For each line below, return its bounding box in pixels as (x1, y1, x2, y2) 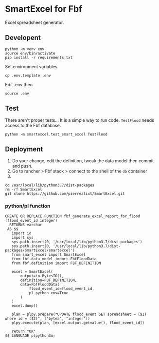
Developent (5, 34, 41, 42)
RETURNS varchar (9, 222, 42, 227)
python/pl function (5, 203, 51, 210)
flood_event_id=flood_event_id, (29, 286, 95, 291)
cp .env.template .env (5, 73, 51, 78)
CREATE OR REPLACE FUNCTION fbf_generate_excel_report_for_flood (5, 213, 140, 219)
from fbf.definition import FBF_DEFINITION (11, 261, 101, 266)
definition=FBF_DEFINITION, (20, 278, 77, 283)
